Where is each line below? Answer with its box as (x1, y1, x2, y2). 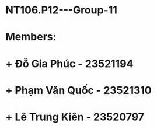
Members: (5, 30, 57, 44)
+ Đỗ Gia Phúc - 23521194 (5, 57, 134, 70)
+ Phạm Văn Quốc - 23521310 (5, 83, 152, 97)
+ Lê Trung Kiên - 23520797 (5, 110, 144, 123)
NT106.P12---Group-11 (5, 4, 118, 17)
